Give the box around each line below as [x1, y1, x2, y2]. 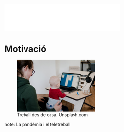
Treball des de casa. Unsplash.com [17, 112, 88, 118]
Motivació [4, 43, 47, 55]
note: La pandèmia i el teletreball [4, 121, 71, 128]
